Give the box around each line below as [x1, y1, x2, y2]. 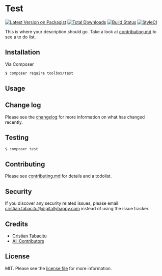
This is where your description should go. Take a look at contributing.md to [5, 28, 157, 34]
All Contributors [12, 238, 44, 244]
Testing [5, 134, 29, 142]
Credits [5, 220, 28, 228]
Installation [5, 48, 40, 56]
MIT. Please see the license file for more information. [5, 265, 112, 271]
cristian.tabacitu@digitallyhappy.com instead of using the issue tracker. [5, 206, 150, 212]
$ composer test [5, 146, 38, 151]
